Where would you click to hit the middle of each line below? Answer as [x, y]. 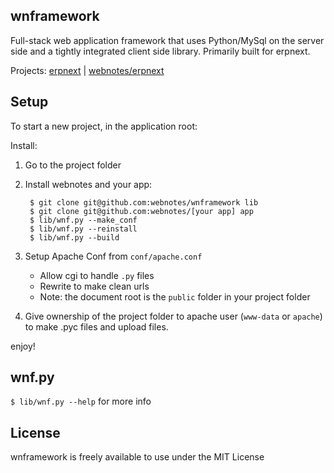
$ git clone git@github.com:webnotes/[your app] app [141, 211]
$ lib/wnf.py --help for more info [81, 401]
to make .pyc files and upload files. [96, 326]
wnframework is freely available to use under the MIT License [137, 457]
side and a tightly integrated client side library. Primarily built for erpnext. [160, 51]
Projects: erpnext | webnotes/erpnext [87, 70]
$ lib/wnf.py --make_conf [83, 220]
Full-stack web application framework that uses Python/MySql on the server [167, 40]
